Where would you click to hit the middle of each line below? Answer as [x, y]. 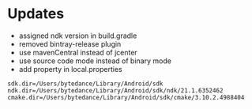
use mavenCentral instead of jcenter [78, 52]
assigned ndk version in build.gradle [78, 36]
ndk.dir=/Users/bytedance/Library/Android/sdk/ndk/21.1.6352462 [115, 90]
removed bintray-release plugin [70, 43]
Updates [36, 14]
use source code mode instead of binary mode [95, 61]
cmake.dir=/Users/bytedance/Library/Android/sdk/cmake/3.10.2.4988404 [126, 97]
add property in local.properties [71, 69]
